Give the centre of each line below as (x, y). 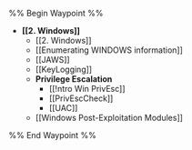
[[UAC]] (63, 108)
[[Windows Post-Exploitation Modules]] (109, 118)
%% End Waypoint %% (52, 135)
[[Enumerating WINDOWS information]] (109, 50)
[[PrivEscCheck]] (81, 98)
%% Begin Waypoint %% (56, 13)
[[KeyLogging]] (64, 69)
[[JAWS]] (52, 60)
